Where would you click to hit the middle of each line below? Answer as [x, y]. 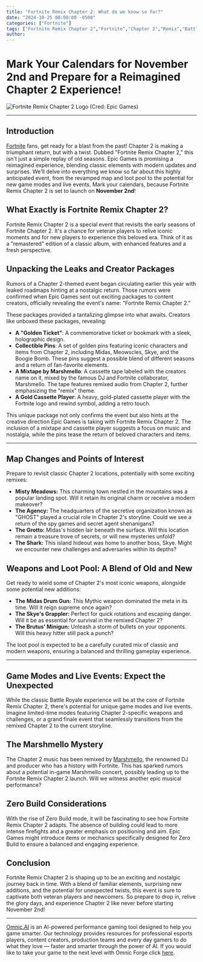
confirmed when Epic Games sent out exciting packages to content [90, 296]
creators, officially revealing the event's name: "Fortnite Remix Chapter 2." [98, 303]
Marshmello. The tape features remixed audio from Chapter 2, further [101, 384]
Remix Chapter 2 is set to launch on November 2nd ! [71, 190]
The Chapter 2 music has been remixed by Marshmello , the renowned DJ [97, 759]
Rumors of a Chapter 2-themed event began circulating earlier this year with [101, 283]
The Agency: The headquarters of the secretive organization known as [104, 511]
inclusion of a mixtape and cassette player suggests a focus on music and [98, 428]
